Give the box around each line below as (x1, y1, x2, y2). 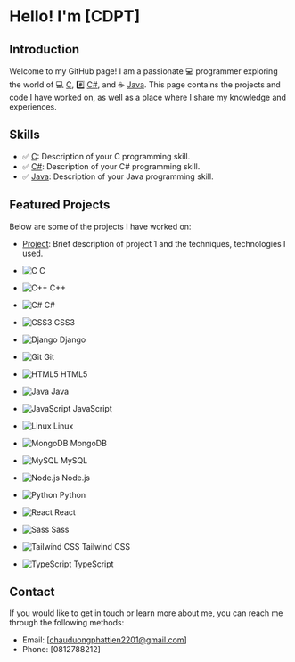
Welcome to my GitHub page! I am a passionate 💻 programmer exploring (9, 66, 278, 77)
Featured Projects (9, 198, 111, 213)
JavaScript (72, 403, 113, 413)
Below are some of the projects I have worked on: (9, 221, 192, 232)
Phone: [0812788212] (21, 644, 101, 655)
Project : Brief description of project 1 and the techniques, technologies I (21, 238, 286, 249)
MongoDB (70, 437, 107, 448)
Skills (9, 127, 40, 143)
